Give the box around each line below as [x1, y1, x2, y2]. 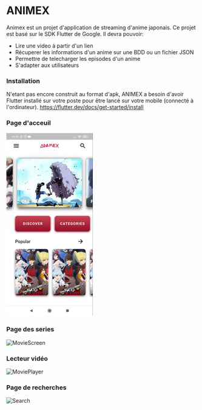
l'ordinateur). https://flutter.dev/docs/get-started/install [6, 104, 144, 111]
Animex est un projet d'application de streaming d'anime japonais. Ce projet [6, 24, 196, 31]
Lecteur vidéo [6, 354, 49, 362]
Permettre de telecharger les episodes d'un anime [15, 55, 141, 62]
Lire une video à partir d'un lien [15, 42, 93, 49]
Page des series [6, 325, 55, 334]
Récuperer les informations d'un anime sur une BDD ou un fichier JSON [15, 48, 194, 55]
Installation [6, 77, 41, 85]
